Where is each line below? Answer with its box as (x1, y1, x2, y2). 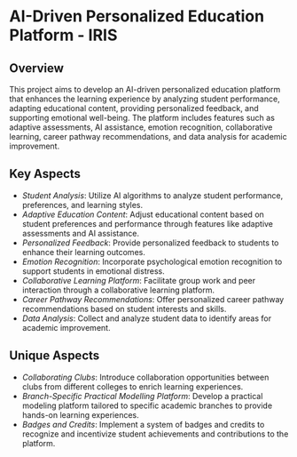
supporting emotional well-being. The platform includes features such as (9, 113, 275, 123)
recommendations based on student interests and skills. (21, 303, 227, 314)
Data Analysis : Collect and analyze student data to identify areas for (21, 313, 272, 324)
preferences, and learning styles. (21, 199, 144, 210)
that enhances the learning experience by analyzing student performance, (9, 93, 281, 104)
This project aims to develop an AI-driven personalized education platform (9, 84, 281, 94)
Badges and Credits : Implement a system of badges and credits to (21, 419, 265, 429)
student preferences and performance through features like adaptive (21, 218, 273, 228)
